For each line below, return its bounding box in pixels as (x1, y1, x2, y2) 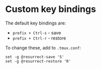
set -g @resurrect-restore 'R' (5, 58, 71, 63)
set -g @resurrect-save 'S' (5, 54, 65, 59)
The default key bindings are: (5, 20, 66, 26)
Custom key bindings (5, 3, 96, 15)
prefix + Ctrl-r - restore (12, 35, 67, 41)
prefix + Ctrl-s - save (12, 29, 62, 35)
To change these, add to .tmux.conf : (5, 44, 81, 50)
